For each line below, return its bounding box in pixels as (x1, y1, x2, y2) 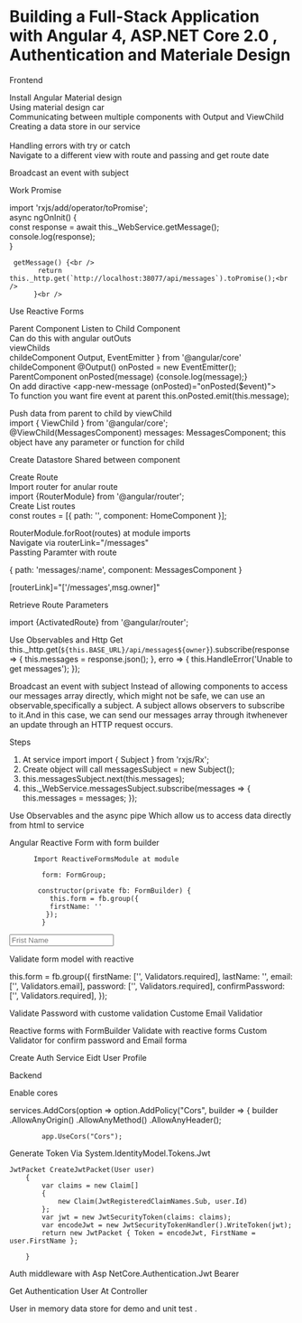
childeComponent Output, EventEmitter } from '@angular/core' (9, 352, 242, 362)
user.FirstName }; (9, 1236, 78, 1245)
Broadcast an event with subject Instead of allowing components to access (9, 680, 288, 691)
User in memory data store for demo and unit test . (9, 1303, 197, 1314)
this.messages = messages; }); (22, 793, 138, 803)
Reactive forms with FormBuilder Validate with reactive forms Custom (9, 1025, 268, 1036)
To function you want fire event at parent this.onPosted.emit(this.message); (9, 390, 290, 401)
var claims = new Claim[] (41, 1181, 140, 1190)
